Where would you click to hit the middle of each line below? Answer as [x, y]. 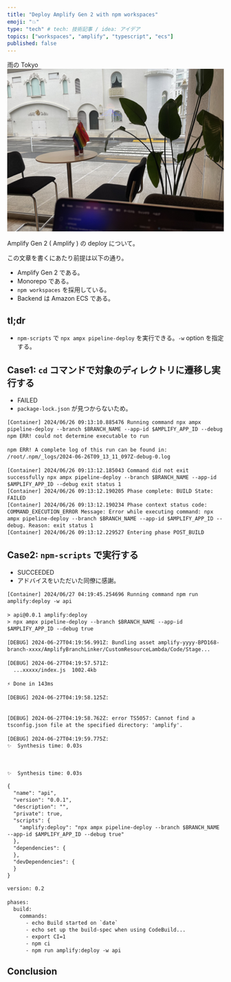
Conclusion [32, 971]
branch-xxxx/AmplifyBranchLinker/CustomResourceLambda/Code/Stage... [109, 649]
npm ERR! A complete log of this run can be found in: [87, 450]
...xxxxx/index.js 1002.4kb [55, 670]
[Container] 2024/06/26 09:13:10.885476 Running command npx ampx [104, 422]
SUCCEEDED [36, 572]
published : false [32, 44]
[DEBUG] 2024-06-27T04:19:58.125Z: [58, 697]
